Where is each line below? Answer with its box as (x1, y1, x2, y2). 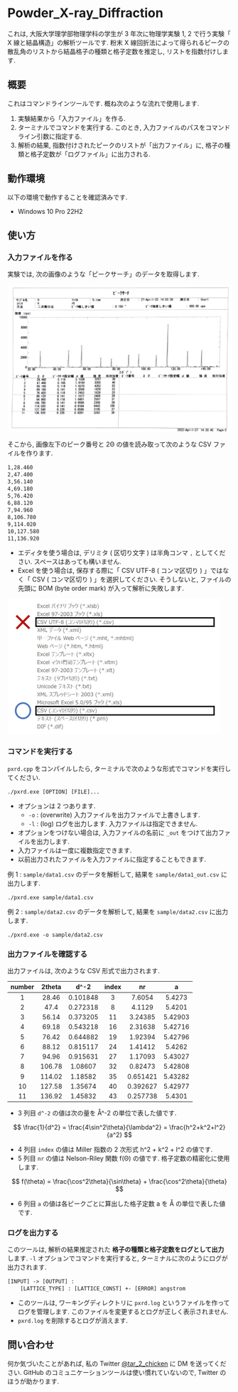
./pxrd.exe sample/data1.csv (7, 894, 94, 901)
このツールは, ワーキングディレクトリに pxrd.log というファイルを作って (17, 1299, 230, 1307)
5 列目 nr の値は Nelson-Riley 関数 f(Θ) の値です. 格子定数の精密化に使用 (17, 1154, 230, 1162)
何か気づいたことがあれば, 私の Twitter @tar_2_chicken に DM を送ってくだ (7, 1359, 227, 1368)
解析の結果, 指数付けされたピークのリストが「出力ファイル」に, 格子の (17, 141, 225, 149)
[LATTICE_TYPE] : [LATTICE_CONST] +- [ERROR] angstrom (20, 1285, 186, 1292)
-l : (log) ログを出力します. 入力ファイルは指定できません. (28, 819, 198, 828)
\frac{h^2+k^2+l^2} (169, 1123, 226, 1131)
